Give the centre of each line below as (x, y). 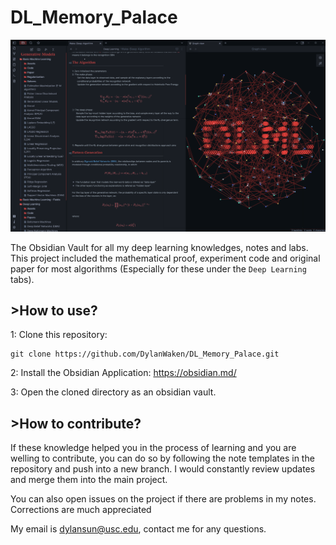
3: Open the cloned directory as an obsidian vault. (113, 392)
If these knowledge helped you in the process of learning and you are (153, 448)
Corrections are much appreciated (81, 510)
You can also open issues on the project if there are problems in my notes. (163, 499)
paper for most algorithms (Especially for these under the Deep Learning (158, 268)
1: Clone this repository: (59, 335)
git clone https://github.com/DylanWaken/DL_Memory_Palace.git (145, 354)
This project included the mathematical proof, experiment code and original (165, 258)
